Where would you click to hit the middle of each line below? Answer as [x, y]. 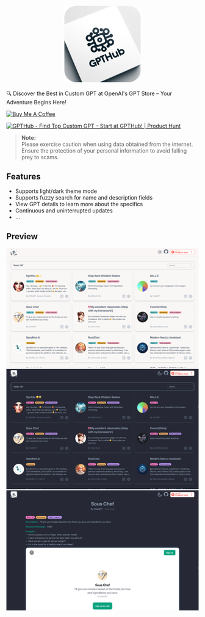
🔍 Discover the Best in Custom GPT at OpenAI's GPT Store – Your [89, 93]
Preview [22, 236]
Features [23, 176]
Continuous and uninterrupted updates [64, 211]
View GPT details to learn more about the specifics [79, 204]
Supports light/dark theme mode [56, 191]
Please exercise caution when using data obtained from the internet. [107, 144]
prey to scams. [40, 157]
